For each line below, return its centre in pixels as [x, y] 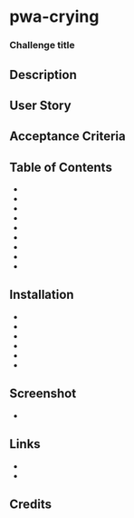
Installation [42, 295]
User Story [40, 105]
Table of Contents [61, 167]
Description [43, 75]
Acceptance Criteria [67, 137]
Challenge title [42, 45]
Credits [31, 504]
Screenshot [43, 394]
